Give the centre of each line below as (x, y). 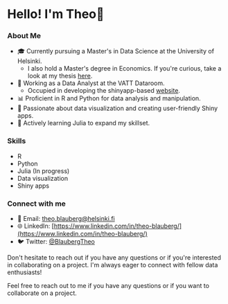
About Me (24, 36)
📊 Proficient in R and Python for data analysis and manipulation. (109, 98)
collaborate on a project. (42, 293)
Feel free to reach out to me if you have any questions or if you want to (108, 286)
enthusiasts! (25, 272)
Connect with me (36, 204)
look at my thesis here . (60, 76)
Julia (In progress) (43, 171)
